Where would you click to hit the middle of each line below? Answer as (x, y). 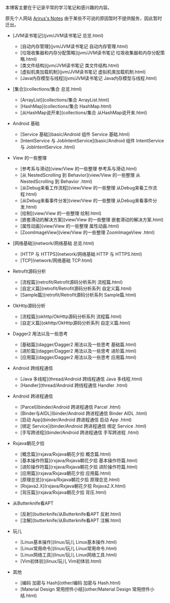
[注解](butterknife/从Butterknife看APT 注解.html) (71, 520)
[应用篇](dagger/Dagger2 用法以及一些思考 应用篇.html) (78, 357)
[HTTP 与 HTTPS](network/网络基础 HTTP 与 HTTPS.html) (81, 254)
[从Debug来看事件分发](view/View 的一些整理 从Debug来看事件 (87, 201)
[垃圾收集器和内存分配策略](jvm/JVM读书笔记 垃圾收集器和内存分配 (90, 53)
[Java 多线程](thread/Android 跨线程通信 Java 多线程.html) (81, 379)
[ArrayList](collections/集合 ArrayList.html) (65, 100)
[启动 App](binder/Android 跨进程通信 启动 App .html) (76, 420)
